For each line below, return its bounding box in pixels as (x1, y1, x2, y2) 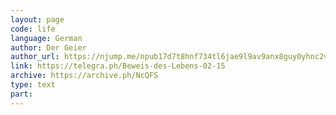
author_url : (10, 52, 60, 62)
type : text (10, 80, 56, 90)
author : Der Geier (10, 42, 87, 53)
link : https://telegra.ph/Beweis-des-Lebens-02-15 (10, 61, 226, 71)
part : (10, 89, 33, 99)
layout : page (10, 14, 65, 25)
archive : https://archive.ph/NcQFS (10, 71, 159, 81)
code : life (10, 24, 56, 34)
